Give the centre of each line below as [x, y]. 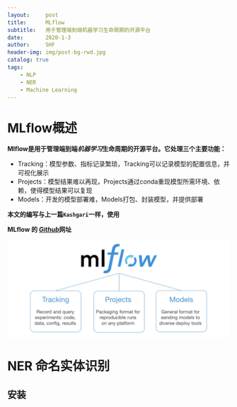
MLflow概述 [42, 128]
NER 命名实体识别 [59, 366]
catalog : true [28, 60]
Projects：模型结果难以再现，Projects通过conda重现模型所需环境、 [116, 182]
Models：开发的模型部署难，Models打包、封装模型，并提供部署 [110, 199]
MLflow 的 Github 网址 [40, 230]
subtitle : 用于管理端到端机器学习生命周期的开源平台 [79, 30]
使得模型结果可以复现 [61, 191]
